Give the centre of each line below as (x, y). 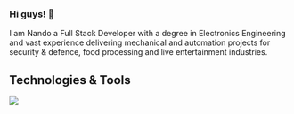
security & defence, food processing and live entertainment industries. (139, 52)
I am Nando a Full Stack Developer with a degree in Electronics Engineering (148, 34)
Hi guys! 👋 (32, 14)
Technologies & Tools (70, 80)
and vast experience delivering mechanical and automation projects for (140, 42)
